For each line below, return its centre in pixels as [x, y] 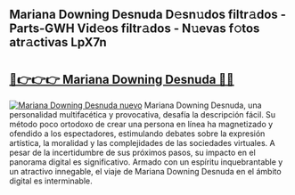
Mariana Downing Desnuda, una [203, 105]
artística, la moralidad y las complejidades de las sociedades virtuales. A [142, 143]
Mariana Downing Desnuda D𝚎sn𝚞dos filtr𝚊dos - [148, 15]
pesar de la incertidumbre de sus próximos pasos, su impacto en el [132, 152]
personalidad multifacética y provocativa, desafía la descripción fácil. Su [143, 114]
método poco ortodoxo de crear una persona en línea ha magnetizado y [141, 124]
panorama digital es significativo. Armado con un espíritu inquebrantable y [146, 162]
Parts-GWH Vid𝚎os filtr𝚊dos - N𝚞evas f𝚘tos [135, 29]
